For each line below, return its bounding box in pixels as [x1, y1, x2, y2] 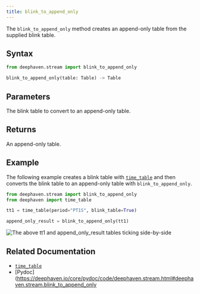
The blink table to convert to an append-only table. [6, 108, 131, 114]
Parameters [6, 92, 51, 102]
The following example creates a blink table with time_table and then [6, 173, 176, 180]
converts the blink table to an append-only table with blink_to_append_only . [6, 180, 192, 187]
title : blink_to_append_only [6, 8, 79, 15]
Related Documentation [6, 246, 96, 257]
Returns [6, 124, 37, 135]
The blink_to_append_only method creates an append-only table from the [6, 25, 187, 32]
